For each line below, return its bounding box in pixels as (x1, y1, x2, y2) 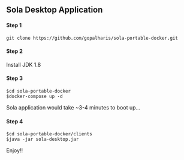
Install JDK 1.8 (6, 61, 41, 68)
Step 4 (6, 117, 23, 125)
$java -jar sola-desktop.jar (6, 137, 79, 143)
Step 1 (6, 21, 22, 29)
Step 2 (6, 48, 23, 55)
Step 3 (6, 75, 23, 82)
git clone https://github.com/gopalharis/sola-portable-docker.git (6, 35, 179, 41)
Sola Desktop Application (6, 5, 103, 15)
